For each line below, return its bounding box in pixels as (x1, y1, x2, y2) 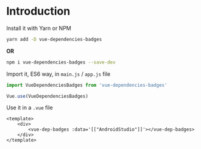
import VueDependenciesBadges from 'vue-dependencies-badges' (6, 82, 167, 88)
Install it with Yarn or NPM (6, 24, 72, 32)
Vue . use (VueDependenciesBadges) (6, 93, 88, 99)
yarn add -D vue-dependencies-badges (6, 36, 102, 42)
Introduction (6, 4, 71, 18)
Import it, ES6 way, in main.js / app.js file (6, 70, 111, 78)
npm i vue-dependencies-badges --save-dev (6, 59, 116, 65)
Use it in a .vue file (6, 104, 53, 111)
